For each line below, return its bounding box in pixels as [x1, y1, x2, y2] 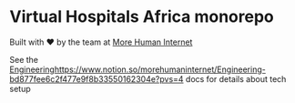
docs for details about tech [185, 73, 287, 84]
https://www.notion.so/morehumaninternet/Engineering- [54, 64, 266, 75]
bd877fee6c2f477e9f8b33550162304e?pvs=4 [9, 73, 184, 84]
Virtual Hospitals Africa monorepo [9, 6, 275, 27]
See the [9, 54, 39, 65]
